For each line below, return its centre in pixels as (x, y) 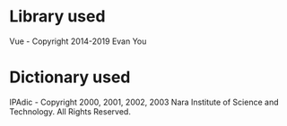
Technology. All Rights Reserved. (70, 111)
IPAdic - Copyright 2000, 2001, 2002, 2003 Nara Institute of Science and (144, 102)
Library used (57, 17)
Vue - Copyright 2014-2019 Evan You (78, 41)
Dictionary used (70, 77)
